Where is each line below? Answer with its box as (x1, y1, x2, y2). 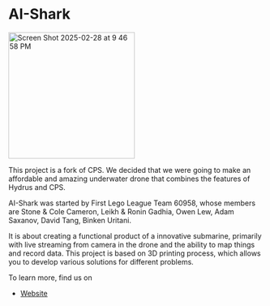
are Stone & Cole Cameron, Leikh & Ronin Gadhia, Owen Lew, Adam (8, 206, 235, 216)
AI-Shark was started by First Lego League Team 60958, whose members (8, 198, 256, 208)
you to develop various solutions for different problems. (8, 256, 195, 266)
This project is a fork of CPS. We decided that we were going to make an (8, 165, 251, 175)
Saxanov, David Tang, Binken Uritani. (8, 215, 132, 225)
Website (19, 288, 49, 298)
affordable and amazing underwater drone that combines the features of (8, 174, 251, 183)
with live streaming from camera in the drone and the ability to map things (8, 239, 255, 249)
